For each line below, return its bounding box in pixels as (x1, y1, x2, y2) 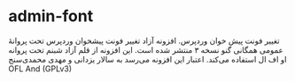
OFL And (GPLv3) (8, 63, 73, 74)
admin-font (8, 6, 94, 26)
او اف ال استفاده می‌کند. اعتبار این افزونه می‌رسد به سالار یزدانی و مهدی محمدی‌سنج (8, 54, 287, 64)
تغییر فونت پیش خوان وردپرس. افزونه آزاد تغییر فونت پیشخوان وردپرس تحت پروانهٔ (8, 35, 280, 46)
